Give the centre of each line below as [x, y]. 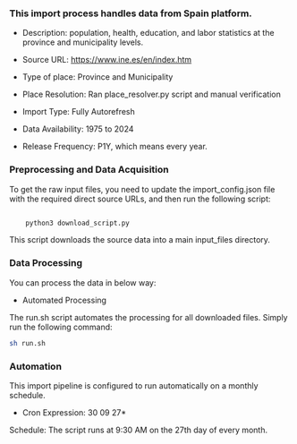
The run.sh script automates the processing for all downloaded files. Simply [148, 317]
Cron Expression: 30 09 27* [74, 412]
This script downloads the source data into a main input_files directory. [140, 240]
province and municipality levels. [83, 42]
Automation [36, 366]
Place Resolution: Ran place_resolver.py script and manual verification [152, 94]
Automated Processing [64, 300]
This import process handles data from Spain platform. [131, 13]
